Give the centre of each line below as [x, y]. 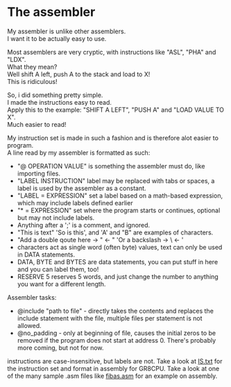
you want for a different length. [61, 284]
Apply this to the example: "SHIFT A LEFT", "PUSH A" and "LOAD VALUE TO [115, 110]
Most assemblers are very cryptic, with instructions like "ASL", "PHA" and [112, 52]
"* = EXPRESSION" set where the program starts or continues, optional [119, 210]
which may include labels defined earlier [75, 203]
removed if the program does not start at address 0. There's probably [117, 340]
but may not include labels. [56, 217]
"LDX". [17, 59]
